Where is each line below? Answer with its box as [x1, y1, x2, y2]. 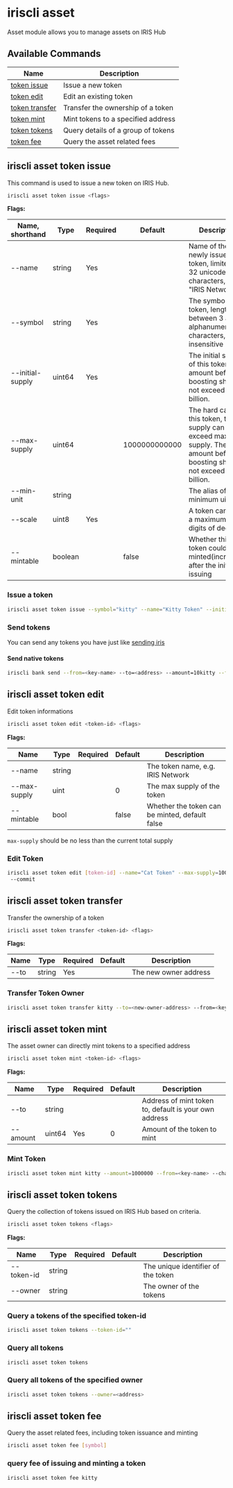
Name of [188, 242, 217, 251]
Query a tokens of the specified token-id [7, 1311, 147, 1321]
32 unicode [188, 267, 227, 277]
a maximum [188, 515, 227, 525]
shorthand [10, 230, 46, 239]
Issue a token [7, 590, 53, 600]
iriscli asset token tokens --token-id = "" [7, 1327, 132, 1334]
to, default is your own [141, 1105, 215, 1115]
